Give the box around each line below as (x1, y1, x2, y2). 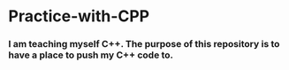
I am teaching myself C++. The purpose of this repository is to (8, 38, 280, 51)
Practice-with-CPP (8, 6, 150, 27)
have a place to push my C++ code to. (8, 49, 174, 61)
